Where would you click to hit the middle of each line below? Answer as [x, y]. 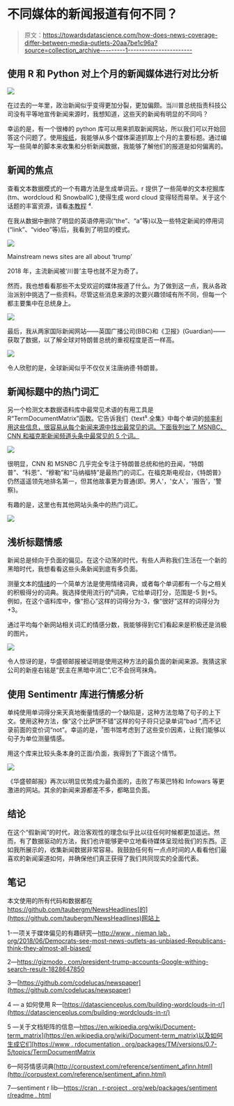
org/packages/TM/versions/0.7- [171, 1044]
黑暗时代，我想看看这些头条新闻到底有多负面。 [74, 569]
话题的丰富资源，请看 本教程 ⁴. [50, 206]
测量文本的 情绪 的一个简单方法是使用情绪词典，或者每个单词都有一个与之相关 [117, 584]
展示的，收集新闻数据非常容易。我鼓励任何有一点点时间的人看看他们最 [126, 849]
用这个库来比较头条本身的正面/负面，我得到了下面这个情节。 [94, 753]
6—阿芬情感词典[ [32, 1066]
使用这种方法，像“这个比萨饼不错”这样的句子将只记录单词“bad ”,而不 [117, 721]
